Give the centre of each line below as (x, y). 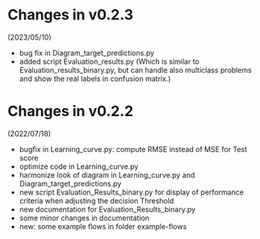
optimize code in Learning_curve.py (79, 166)
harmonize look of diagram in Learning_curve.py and (107, 174)
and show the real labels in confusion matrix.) (95, 78)
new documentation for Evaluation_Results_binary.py (107, 209)
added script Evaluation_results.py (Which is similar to (109, 61)
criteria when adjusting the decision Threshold (96, 200)
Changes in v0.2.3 (71, 15)
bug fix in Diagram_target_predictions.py (87, 52)
